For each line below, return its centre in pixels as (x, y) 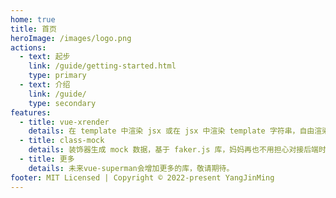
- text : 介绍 (45, 85)
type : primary (57, 76)
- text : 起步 (45, 57)
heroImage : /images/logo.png (71, 38)
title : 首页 (33, 29)
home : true (33, 19)
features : (31, 112)
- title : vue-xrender (64, 122)
